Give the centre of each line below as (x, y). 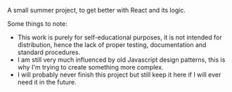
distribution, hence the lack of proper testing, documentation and (112, 45)
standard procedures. (49, 52)
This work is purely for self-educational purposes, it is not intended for (120, 37)
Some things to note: (38, 24)
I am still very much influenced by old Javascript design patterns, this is (121, 60)
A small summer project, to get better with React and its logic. (97, 10)
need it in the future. (47, 82)
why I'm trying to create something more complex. (90, 67)
